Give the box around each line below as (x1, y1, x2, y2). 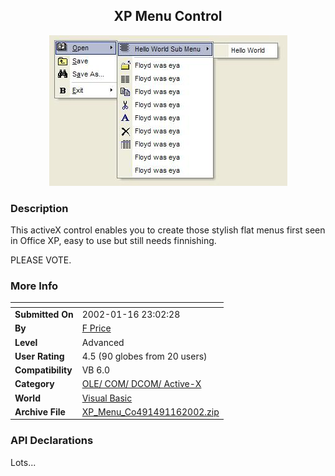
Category (14, 378, 55, 390)
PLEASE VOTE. (10, 254, 72, 266)
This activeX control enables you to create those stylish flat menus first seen (10, 224, 326, 236)
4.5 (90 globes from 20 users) (81, 350, 208, 362)
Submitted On (14, 309, 74, 321)
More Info (10, 279, 59, 293)
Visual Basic (81, 392, 133, 404)
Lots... (10, 456, 37, 468)
